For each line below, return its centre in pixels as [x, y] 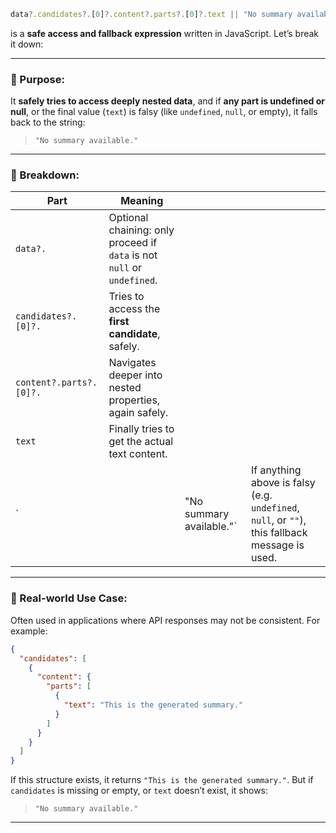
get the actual [141, 442]
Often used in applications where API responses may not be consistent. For [165, 620]
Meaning [142, 201]
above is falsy [283, 483]
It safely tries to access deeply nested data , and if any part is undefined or [167, 101]
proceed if [133, 243]
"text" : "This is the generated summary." [153, 705]
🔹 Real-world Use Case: [69, 598]
